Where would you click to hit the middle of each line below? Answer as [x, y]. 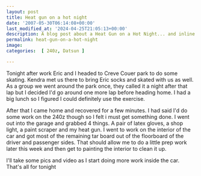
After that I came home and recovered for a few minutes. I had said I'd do [97, 110]
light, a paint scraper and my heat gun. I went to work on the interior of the [98, 129]
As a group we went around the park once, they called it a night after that [97, 86]
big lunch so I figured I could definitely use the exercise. [76, 99]
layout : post [23, 12]
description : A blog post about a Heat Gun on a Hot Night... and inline [101, 34]
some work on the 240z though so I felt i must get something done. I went [98, 117]
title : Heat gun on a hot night [47, 17]
